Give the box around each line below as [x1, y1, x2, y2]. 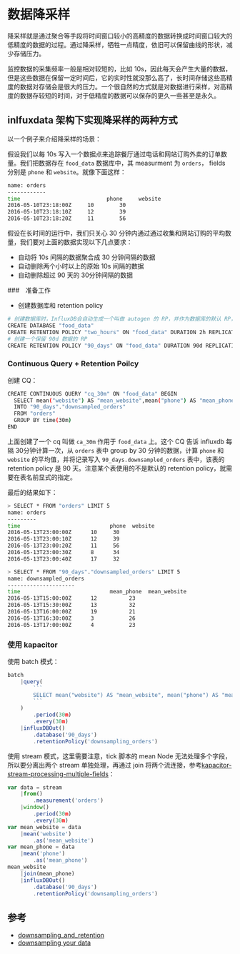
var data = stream [7, 783, 62, 791]
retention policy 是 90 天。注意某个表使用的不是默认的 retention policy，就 [7, 463, 226, 472]
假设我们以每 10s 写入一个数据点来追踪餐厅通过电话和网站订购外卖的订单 [7, 149, 221, 158]
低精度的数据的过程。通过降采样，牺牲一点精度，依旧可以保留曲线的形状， [7, 40, 226, 49]
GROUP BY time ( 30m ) [14, 417, 72, 424]
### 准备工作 [7, 286, 51, 294]
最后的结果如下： [7, 488, 58, 496]
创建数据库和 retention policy [17, 301, 104, 309]
